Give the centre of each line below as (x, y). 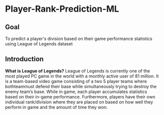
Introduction (24, 59)
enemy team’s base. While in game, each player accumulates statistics (76, 92)
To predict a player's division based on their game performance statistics (79, 38)
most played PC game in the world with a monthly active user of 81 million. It (82, 76)
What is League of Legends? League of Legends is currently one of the (78, 71)
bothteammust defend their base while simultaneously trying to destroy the (81, 86)
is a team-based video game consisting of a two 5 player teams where (76, 81)
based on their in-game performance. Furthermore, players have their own (80, 96)
